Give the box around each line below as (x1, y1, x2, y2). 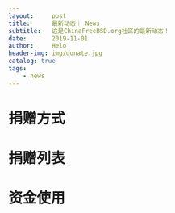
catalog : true (8, 57, 56, 65)
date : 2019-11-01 (8, 34, 89, 43)
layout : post (8, 11, 67, 20)
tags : (8, 65, 27, 73)
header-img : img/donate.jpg (8, 49, 103, 57)
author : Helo (8, 42, 67, 50)
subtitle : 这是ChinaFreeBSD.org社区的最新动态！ (8, 27, 170, 35)
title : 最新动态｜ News (8, 19, 101, 27)
